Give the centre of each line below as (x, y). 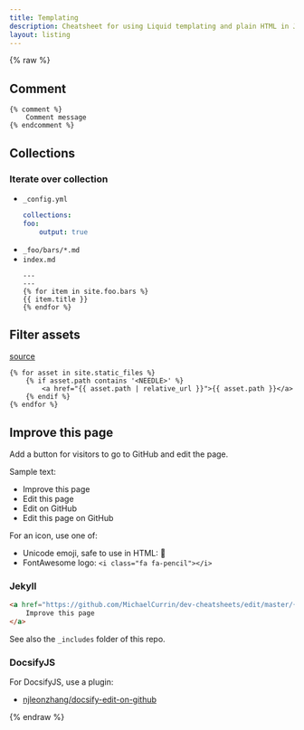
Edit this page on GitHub (68, 518)
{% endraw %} (37, 717)
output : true (64, 232)
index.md (39, 260)
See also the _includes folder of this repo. (87, 640)
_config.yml (45, 199)
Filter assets (45, 334)
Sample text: (33, 472)
